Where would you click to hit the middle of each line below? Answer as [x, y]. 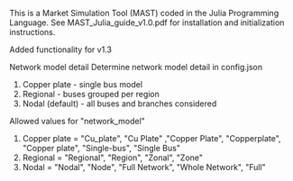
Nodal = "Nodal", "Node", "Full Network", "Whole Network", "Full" [144, 167]
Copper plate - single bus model [82, 84]
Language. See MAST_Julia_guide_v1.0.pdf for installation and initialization [147, 23]
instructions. [32, 32]
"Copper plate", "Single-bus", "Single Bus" [101, 148]
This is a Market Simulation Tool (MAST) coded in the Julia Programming [144, 13]
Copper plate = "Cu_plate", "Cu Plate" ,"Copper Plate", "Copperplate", [151, 138]
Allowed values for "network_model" [78, 121]
